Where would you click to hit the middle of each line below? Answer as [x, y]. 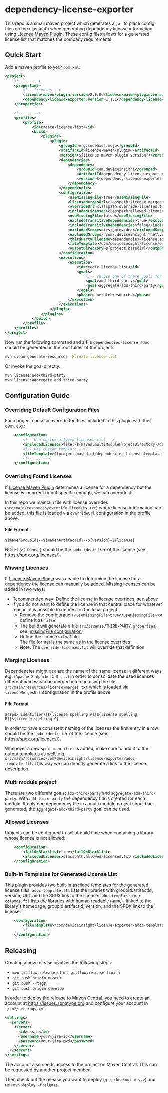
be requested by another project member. [48, 1070]
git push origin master [37, 978]
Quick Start [23, 55]
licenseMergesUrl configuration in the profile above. [59, 692]
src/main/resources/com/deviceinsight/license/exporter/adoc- [71, 758]
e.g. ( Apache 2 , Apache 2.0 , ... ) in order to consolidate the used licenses [80, 676]
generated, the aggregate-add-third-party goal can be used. [68, 809]
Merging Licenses [27, 660]
